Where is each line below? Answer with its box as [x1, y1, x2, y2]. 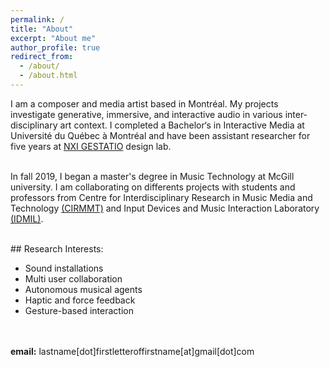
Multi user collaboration [24, 272, 123, 285]
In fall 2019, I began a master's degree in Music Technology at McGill [10, 170, 295, 182]
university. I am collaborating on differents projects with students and [10, 181, 296, 193]
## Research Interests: [10, 242, 104, 255]
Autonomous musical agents [24, 283, 143, 295]
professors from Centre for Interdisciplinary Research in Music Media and [10, 191, 313, 203]
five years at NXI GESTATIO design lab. [10, 140, 172, 152]
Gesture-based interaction [24, 304, 134, 316]
